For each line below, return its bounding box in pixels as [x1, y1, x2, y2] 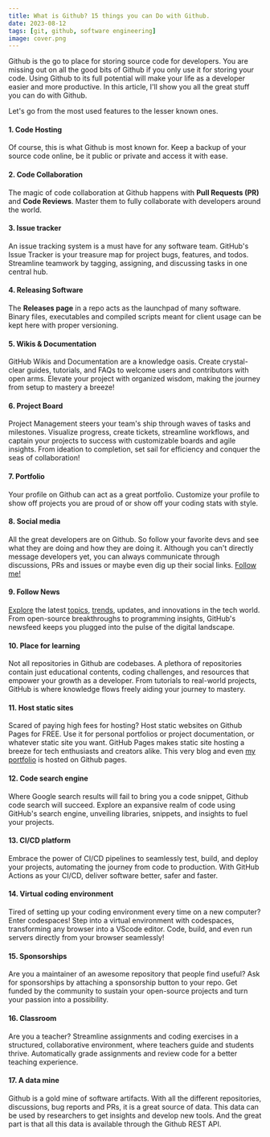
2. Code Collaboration [8, 170, 83, 180]
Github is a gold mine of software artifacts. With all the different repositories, [8, 1093, 262, 1103]
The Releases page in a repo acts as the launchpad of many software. [8, 303, 241, 313]
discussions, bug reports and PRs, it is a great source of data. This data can [8, 1102, 260, 1111]
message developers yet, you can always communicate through [8, 552, 220, 561]
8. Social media [8, 517, 61, 527]
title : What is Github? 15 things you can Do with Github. [8, 11, 211, 20]
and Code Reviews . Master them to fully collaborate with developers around [8, 196, 261, 206]
